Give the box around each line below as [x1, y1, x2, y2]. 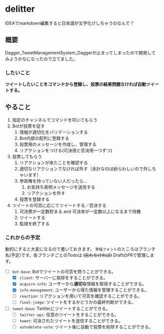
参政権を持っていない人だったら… [19, 178, 87, 184]
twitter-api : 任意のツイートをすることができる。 [19, 312, 119, 317]
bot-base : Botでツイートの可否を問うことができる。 [12, 269, 116, 274]
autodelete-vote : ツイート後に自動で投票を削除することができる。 [19, 324, 153, 330]
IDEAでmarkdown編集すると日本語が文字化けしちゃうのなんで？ [5, 20, 134, 26]
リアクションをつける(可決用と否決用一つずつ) [19, 147, 113, 153]
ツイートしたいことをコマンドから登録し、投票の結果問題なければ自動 [5, 82, 146, 87]
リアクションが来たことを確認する [19, 160, 88, 166]
